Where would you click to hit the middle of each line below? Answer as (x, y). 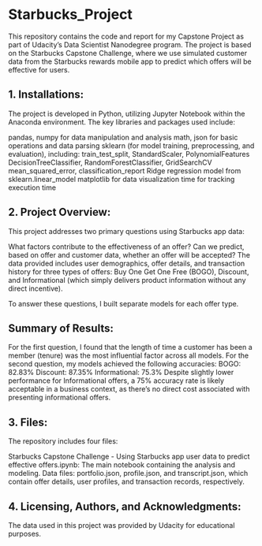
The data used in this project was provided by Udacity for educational (122, 525)
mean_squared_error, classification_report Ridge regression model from (125, 170)
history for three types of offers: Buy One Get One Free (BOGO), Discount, (129, 271)
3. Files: (28, 422)
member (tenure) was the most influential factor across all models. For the (129, 355)
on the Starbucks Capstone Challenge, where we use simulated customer (127, 53)
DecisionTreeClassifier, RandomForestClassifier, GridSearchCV (110, 162)
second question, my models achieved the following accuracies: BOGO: (125, 364)
